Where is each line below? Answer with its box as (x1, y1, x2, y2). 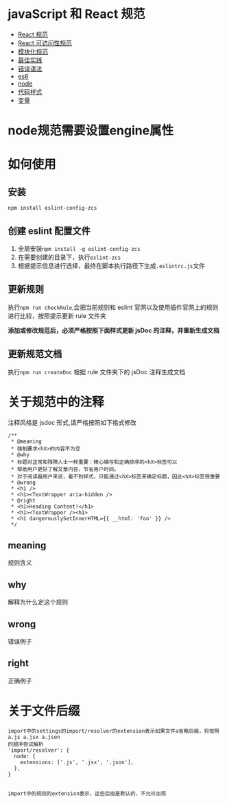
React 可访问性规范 (17, 38, 73, 47)
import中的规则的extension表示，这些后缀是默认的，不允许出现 (8, 790, 167, 797)
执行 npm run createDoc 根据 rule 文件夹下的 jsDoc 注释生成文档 (8, 367, 186, 376)
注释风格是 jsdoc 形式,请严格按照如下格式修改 (8, 418, 136, 426)
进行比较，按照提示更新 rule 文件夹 (8, 311, 106, 319)
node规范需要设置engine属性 (8, 123, 174, 138)
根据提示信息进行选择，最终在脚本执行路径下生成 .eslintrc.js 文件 (17, 261, 205, 269)
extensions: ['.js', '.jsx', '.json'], (20, 759, 134, 766)
